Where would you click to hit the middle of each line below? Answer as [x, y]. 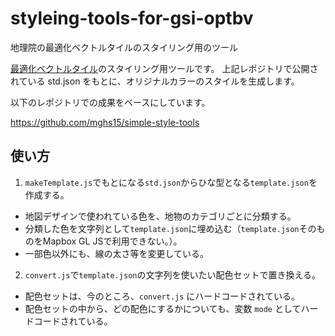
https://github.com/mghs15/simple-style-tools [105, 122]
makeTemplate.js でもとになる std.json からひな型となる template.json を [171, 182]
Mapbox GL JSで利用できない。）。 [112, 241]
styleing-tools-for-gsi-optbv [132, 18]
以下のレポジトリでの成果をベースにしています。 [110, 102]
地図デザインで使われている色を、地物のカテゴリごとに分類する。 [160, 216]
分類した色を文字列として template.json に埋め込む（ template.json [162, 228]
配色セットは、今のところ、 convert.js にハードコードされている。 [162, 296]
